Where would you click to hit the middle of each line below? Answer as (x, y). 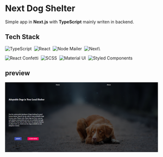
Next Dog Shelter (40, 8)
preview (17, 73)
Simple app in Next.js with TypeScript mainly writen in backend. (70, 22)
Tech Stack (22, 37)
